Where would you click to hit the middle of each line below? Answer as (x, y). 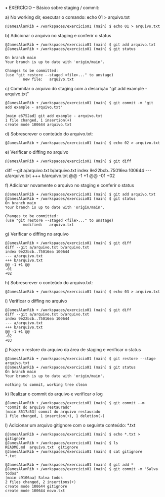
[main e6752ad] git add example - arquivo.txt (54, 116)
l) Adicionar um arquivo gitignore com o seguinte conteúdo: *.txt (70, 425)
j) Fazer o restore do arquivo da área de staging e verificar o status (73, 349)
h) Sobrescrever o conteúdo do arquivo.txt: (49, 282)
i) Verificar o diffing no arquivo (36, 301)
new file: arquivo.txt (48, 79)
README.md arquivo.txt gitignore (42, 447)
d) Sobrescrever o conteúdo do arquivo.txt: (49, 134)
